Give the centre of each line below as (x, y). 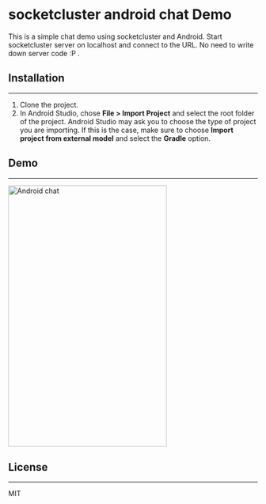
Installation (36, 78)
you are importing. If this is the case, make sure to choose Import (126, 130)
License (28, 467)
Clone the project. (49, 104)
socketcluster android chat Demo (120, 15)
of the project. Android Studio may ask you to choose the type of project (138, 121)
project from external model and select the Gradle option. (115, 138)
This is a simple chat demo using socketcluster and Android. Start (116, 36)
